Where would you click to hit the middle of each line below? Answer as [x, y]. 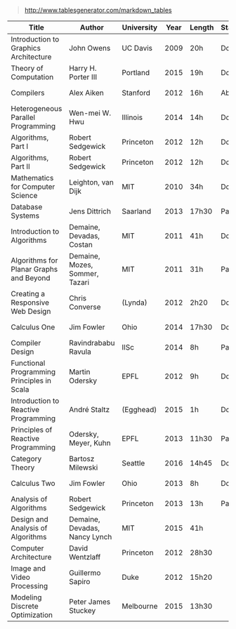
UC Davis [137, 48]
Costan [81, 245]
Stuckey [83, 610]
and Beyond [31, 278]
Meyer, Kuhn [90, 443]
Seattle [133, 463]
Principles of [32, 430]
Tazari [79, 282]
